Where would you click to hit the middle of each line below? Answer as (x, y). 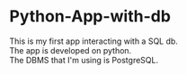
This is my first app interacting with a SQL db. (93, 41)
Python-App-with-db (90, 16)
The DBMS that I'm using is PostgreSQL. (84, 60)
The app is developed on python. (71, 50)
